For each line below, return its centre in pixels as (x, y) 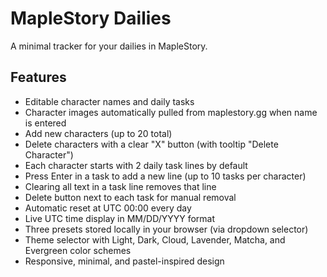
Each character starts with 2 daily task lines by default (136, 165)
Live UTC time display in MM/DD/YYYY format (120, 218)
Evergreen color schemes (78, 250)
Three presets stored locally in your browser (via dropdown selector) (166, 229)
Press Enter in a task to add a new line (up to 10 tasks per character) (165, 176)
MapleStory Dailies (91, 18)
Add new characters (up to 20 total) (98, 133)
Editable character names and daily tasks (109, 101)
